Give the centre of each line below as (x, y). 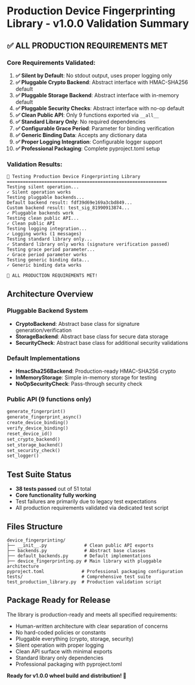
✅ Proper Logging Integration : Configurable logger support (89, 142)
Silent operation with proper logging (60, 645)
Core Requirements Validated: (51, 63)
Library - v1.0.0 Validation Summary (98, 24)
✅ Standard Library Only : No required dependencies (81, 122)
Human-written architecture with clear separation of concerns (92, 626)
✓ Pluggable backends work (40, 213)
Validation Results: (35, 164)
